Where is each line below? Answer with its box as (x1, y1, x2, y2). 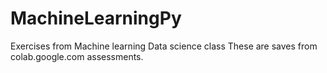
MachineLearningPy (10, 7, 182, 30)
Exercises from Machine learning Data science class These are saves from (10, 40, 318, 52)
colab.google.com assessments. (10, 50, 144, 62)
